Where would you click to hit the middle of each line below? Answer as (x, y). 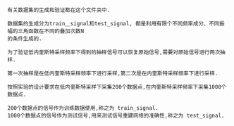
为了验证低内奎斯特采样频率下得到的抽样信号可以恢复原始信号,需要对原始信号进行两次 (114, 52)
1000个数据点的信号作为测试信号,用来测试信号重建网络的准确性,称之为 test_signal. (116, 115)
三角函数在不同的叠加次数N (51, 31)
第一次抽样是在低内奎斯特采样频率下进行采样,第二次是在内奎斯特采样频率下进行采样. (113, 73)
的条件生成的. (25, 39)
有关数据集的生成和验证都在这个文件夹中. (59, 10)
